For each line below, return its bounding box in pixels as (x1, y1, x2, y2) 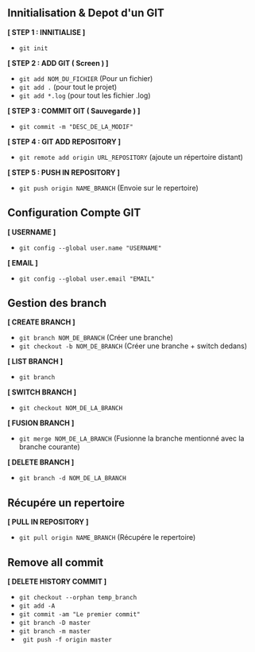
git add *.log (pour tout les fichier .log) (18, 91, 152, 100)
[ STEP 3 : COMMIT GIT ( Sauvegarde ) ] (7, 106, 141, 115)
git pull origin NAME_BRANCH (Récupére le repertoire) (18, 533, 196, 542)
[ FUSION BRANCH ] (7, 418, 75, 428)
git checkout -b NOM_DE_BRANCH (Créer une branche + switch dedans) (18, 341, 248, 351)
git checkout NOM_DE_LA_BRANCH (18, 405, 123, 413)
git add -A (18, 602, 56, 611)
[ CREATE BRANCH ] (7, 317, 76, 327)
